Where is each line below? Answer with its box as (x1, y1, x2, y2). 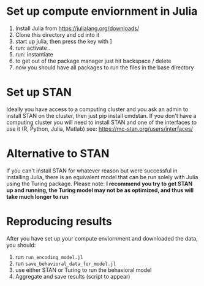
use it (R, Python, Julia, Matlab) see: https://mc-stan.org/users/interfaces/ (6, 125, 193, 133)
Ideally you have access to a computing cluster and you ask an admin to (6, 106, 189, 113)
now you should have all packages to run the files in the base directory (15, 63, 194, 71)
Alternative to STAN (6, 147, 110, 161)
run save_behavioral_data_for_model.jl (15, 260, 116, 267)
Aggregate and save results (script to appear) (15, 272, 130, 280)
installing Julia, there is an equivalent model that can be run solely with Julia (6, 173, 198, 180)
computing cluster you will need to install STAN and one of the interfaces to (6, 118, 197, 126)
